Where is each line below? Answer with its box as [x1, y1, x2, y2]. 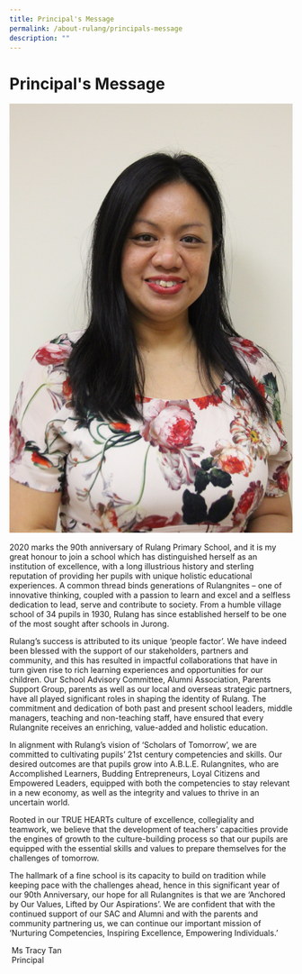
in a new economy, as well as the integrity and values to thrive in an [9, 787, 260, 797]
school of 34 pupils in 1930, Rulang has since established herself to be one [9, 608, 288, 619]
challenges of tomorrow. [9, 852, 100, 863]
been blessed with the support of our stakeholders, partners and [9, 645, 249, 656]
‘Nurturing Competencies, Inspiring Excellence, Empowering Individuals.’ [9, 927, 279, 938]
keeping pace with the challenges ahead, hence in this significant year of [9, 879, 280, 890]
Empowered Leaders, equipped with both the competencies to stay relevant [9, 778, 290, 788]
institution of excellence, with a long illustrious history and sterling [9, 560, 254, 571]
